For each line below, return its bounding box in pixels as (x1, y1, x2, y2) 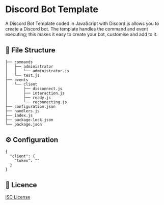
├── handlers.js (5, 108, 40, 113)
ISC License (5, 194, 31, 200)
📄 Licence (5, 181, 37, 189)
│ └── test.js (5, 73, 40, 78)
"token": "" (14, 158, 40, 163)
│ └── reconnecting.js (5, 99, 67, 105)
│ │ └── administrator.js (5, 68, 70, 73)
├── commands (5, 60, 33, 65)
